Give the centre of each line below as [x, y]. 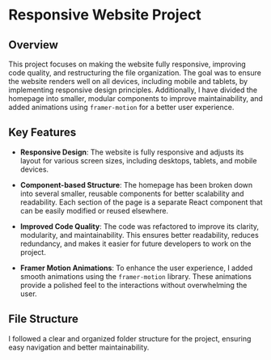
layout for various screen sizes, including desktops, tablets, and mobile [138, 160]
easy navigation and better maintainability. [79, 347]
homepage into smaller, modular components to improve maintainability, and [135, 98]
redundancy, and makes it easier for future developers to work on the [135, 244]
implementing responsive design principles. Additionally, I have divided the [133, 90]
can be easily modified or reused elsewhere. [94, 210]
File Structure [43, 319]
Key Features [42, 132]
